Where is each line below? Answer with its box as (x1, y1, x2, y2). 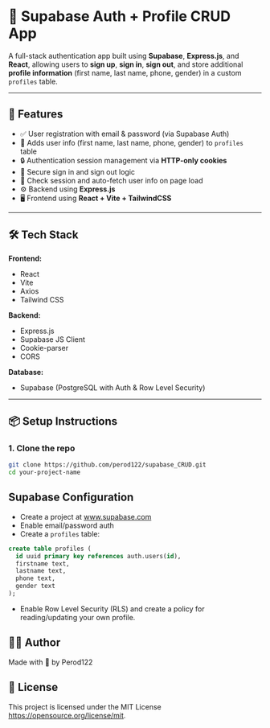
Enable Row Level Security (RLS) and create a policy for (19, 603, 205, 614)
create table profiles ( (8, 545, 92, 553)
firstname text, (15, 559, 70, 568)
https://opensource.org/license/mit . (8, 710, 126, 720)
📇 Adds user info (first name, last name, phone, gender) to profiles (19, 138, 243, 147)
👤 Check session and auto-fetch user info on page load (19, 175, 203, 185)
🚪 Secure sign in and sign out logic (19, 167, 135, 176)
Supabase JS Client (19, 334, 86, 344)
